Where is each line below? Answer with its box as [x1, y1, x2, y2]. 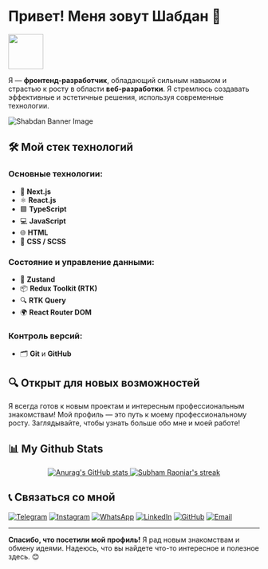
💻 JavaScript [19, 215, 66, 226]
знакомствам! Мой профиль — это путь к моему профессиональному [8, 410, 247, 420]
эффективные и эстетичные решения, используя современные [8, 92, 224, 102]
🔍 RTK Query [19, 295, 66, 305]
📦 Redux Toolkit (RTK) [19, 283, 98, 293]
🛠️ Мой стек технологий [8, 140, 134, 154]
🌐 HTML [19, 227, 49, 237]
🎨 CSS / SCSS [19, 236, 66, 246]
